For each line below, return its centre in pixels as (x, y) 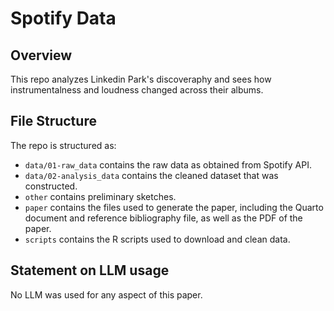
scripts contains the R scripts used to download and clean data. (157, 239)
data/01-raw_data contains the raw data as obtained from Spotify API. (168, 164)
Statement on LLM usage (90, 270)
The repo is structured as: (63, 145)
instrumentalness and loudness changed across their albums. (137, 90)
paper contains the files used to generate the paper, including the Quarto (174, 207)
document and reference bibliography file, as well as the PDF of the (163, 218)
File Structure (53, 121)
